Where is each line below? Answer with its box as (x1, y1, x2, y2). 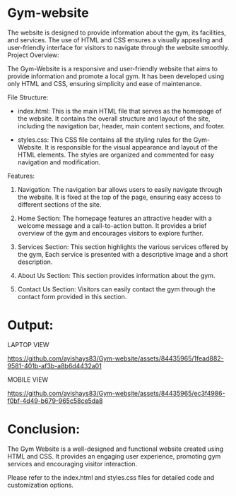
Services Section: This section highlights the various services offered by (17, 242, 229, 251)
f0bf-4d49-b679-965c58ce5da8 (7, 397, 103, 405)
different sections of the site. (17, 200, 102, 209)
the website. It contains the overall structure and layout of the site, (17, 114, 211, 123)
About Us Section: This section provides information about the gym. (17, 271, 216, 279)
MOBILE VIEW (7, 375, 49, 384)
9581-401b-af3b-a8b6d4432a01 (7, 361, 102, 370)
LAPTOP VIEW (7, 340, 49, 349)
